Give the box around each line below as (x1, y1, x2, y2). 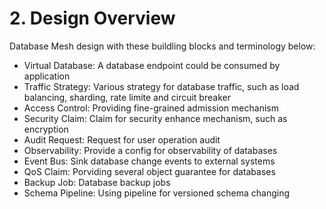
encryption (23, 123, 69, 135)
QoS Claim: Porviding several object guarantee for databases (23, 165, 276, 177)
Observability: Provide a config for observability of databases (23, 144, 278, 156)
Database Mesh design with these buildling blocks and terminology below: (9, 40, 316, 52)
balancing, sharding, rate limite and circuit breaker (23, 91, 231, 103)
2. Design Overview (9, 7, 176, 30)
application (23, 70, 71, 82)
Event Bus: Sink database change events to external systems (23, 155, 276, 167)
